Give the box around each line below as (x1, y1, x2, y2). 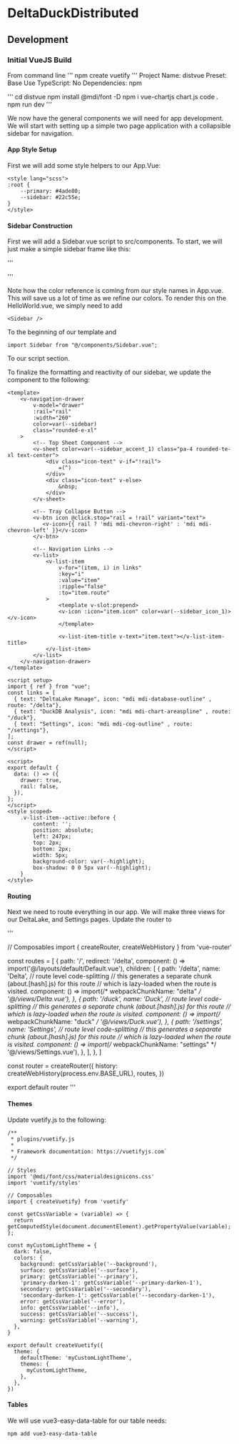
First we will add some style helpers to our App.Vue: (7, 161, 161, 170)
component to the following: (7, 376, 91, 384)
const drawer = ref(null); (7, 739, 88, 747)
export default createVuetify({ (7, 1341, 103, 1349)
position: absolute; (33, 827, 94, 834)
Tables (7, 1400, 29, 1409)
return (14, 1216, 34, 1224)
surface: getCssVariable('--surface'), (20, 1266, 139, 1274)
